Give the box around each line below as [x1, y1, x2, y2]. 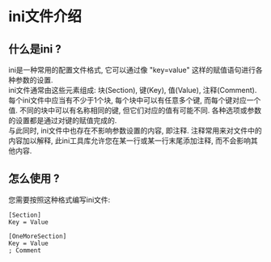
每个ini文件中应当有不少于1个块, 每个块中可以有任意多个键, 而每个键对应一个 [8, 95, 261, 105]
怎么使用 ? [8, 171, 60, 186]
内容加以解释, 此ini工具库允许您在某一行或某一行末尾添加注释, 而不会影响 [8, 136, 251, 146]
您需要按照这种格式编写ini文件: [8, 195, 111, 205]
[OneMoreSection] [8, 232, 67, 240]
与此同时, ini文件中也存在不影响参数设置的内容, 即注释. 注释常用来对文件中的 [8, 126, 262, 135]
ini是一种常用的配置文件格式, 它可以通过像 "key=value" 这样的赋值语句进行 [8, 65, 256, 74]
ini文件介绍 [8, 7, 83, 26]
